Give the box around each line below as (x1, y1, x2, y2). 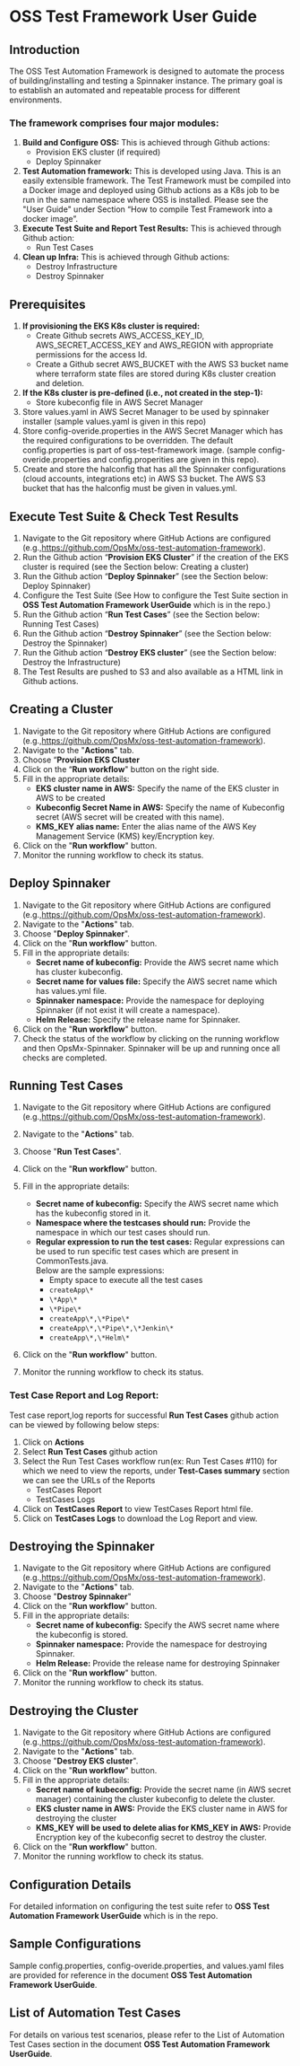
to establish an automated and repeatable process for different (9, 85, 241, 95)
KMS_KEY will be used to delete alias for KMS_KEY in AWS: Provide (35, 1823, 292, 1833)
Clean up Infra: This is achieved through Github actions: (21, 251, 230, 262)
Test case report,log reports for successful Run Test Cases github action (9, 1410, 279, 1420)
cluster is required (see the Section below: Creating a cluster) (21, 561, 249, 572)
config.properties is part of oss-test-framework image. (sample (21, 444, 257, 455)
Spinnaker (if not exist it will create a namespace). (35, 1004, 220, 1015)
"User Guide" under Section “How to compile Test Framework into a (21, 204, 273, 215)
